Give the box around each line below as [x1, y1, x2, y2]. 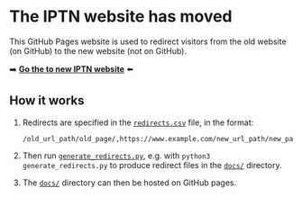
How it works [9, 93, 85, 109]
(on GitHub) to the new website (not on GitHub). [9, 45, 188, 56]
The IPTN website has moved [9, 6, 233, 27]
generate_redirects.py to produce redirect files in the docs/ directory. [22, 159, 282, 170]
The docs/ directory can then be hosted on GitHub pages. [22, 177, 237, 188]
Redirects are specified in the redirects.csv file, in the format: [22, 117, 254, 128]
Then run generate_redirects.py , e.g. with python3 [22, 150, 211, 161]
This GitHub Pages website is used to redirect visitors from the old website [9, 36, 287, 47]
